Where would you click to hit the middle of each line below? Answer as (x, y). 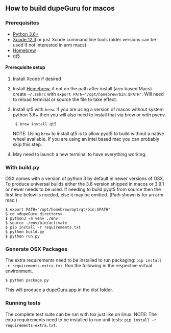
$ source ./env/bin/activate (36, 223)
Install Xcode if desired (37, 79)
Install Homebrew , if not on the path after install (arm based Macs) (82, 88)
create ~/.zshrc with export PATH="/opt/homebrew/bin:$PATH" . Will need (88, 94)
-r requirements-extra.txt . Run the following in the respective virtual (79, 266)
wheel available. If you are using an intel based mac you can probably (86, 139)
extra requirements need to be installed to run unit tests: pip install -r (81, 319)
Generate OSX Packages (36, 249)
